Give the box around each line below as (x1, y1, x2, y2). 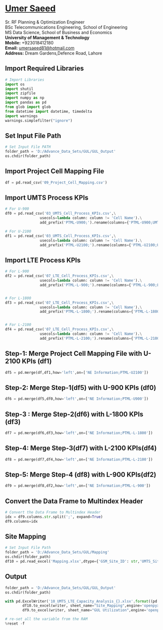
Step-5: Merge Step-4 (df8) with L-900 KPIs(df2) (5, 470, 157, 479)
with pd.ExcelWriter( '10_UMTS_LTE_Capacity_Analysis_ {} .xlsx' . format (5, 599, 149, 604)
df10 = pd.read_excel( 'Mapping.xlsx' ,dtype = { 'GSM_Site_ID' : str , (5, 559, 140, 564)
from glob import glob (5, 104, 51, 109)
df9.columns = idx (5, 519, 38, 524)
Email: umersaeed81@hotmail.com (5, 45, 75, 51)
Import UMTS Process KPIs (5, 194, 89, 202)
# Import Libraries (5, 77, 45, 82)
